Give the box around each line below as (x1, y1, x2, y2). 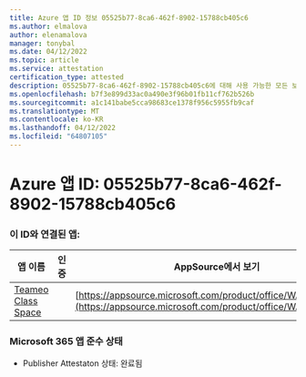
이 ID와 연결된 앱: (9, 228, 80, 240)
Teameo (14, 283, 49, 296)
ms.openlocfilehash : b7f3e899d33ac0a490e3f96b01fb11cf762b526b (9, 89, 255, 98)
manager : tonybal (9, 38, 76, 48)
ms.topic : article (9, 56, 79, 65)
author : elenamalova (9, 30, 88, 39)
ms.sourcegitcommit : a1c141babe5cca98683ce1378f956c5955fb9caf (9, 97, 255, 107)
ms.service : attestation (9, 65, 104, 74)
